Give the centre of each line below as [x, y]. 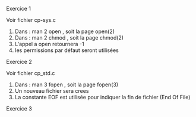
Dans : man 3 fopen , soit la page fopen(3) [67, 84]
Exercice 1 [19, 9]
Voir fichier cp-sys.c [31, 20]
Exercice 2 [19, 62]
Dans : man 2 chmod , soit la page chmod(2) [69, 38]
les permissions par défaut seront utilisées [67, 50]
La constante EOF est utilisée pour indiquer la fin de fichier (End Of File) [102, 97]
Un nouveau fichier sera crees [52, 91]
